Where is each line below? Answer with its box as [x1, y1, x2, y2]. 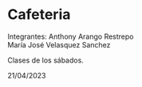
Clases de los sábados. [7, 55, 85, 65]
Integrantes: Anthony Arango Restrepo [7, 32, 134, 41]
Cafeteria [7, 6, 71, 24]
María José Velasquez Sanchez [7, 40, 111, 49]
